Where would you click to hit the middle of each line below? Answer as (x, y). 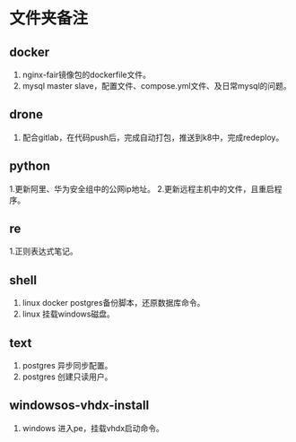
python (30, 166)
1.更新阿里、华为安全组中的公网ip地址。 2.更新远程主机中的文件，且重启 (142, 188)
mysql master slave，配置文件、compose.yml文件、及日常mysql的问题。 (157, 86)
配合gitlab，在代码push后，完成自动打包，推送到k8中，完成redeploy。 (153, 137)
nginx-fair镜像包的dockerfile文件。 (86, 74)
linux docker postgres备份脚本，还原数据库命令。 (113, 303)
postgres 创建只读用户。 (67, 377)
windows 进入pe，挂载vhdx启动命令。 (93, 428)
